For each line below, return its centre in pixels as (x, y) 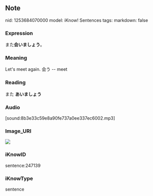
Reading (15, 83)
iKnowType (19, 178)
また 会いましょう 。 (25, 45)
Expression (19, 33)
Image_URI (18, 131)
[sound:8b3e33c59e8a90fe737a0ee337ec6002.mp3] (60, 118)
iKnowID (16, 155)
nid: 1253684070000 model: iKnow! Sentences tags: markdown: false (77, 20)
